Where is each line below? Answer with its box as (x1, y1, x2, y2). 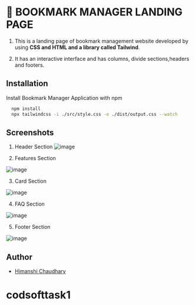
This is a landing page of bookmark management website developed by (14, 37, 189, 44)
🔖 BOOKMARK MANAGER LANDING (6, 5, 183, 19)
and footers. (14, 61, 45, 69)
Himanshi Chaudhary (14, 268, 66, 275)
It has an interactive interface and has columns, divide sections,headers (14, 55, 190, 62)
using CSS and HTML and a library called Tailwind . (14, 44, 140, 51)
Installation (6, 79, 48, 89)
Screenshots (6, 127, 54, 138)
